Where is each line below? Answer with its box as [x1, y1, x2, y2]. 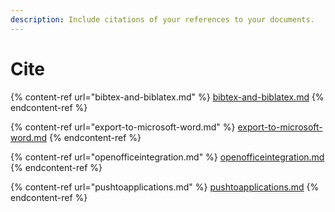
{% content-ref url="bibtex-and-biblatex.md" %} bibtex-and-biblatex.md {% [10, 91, 325, 103]
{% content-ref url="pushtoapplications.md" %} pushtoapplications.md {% [10, 181, 320, 193]
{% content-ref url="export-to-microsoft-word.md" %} [10, 121, 236, 133]
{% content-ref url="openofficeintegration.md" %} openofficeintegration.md [10, 151, 325, 163]
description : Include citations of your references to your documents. [10, 14, 315, 25]
